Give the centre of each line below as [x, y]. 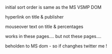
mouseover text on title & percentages [44, 26]
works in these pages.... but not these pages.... [53, 36]
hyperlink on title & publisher [34, 17]
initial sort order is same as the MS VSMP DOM [54, 7]
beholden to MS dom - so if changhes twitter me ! [56, 46]
